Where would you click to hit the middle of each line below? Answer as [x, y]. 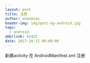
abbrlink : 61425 [21, 37]
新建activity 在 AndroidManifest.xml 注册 [45, 55]
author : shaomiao [22, 18]
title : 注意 [16, 14]
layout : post [18, 9]
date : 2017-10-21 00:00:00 [32, 41]
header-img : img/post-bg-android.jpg [43, 23]
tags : [10, 28]
